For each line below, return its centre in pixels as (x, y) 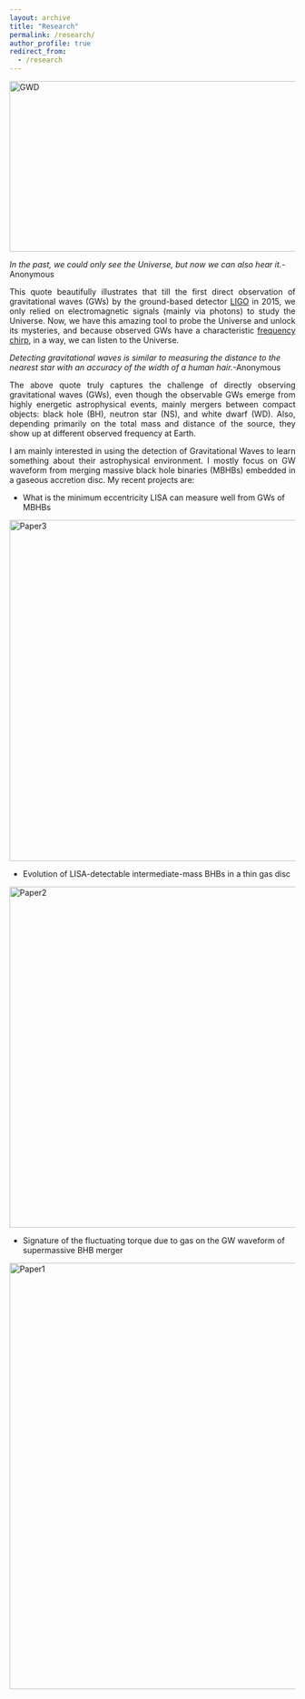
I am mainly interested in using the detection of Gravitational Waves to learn (152, 451)
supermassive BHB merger (73, 1250)
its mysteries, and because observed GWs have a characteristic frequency (152, 330)
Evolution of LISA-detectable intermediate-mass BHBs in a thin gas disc (157, 874)
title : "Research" (44, 26)
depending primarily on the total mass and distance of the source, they (152, 423)
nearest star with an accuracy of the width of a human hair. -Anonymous (145, 367)
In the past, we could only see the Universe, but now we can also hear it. (146, 264)
